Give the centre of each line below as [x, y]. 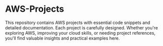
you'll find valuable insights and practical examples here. [63, 38]
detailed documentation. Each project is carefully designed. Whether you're [81, 27]
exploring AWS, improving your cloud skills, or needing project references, [80, 33]
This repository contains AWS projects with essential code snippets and [78, 23]
